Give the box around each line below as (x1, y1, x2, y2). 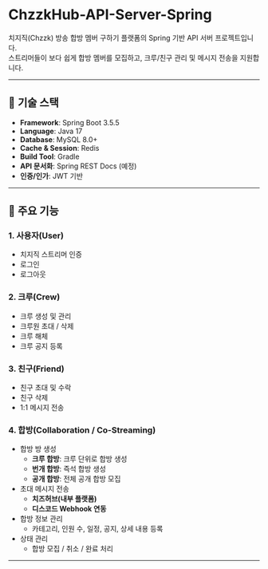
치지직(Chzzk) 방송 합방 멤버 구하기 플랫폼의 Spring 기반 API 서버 (8, 33, 214, 42)
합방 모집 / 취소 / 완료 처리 (31, 544, 114, 554)
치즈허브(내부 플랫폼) (31, 494, 97, 504)
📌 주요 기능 (8, 204, 60, 218)
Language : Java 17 (19, 126, 83, 136)
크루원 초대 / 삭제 (19, 321, 74, 330)
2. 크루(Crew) (8, 291, 61, 302)
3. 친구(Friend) (8, 363, 65, 374)
